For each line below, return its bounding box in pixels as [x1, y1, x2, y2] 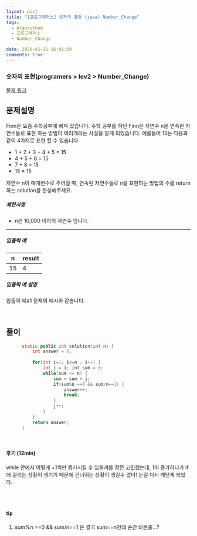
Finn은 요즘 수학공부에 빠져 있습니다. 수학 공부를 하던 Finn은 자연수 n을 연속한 [6, 122, 185, 129]
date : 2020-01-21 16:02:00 [6, 46, 72, 53]
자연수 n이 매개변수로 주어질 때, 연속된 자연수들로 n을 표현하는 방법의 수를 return [6, 179, 191, 186]
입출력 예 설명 [6, 281, 37, 288]
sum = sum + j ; [53, 376, 91, 382]
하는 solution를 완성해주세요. [6, 186, 72, 194]
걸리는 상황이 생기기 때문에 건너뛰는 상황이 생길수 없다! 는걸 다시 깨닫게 [12, 471, 175, 478]
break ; [63, 392, 80, 398]
